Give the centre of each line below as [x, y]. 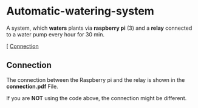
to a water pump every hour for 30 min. [56, 34]
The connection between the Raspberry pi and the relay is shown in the [96, 79]
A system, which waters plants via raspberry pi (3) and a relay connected [99, 28]
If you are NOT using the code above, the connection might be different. [97, 98]
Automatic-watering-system [80, 11]
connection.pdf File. [32, 86]
